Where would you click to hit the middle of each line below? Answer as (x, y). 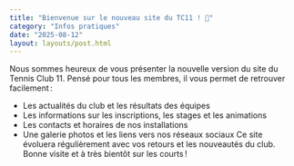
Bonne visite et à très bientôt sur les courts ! (105, 154)
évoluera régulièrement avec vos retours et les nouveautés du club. (149, 144)
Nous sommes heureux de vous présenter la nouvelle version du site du (144, 69)
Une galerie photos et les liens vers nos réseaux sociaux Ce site (142, 135)
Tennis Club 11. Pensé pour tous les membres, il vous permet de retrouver (147, 79)
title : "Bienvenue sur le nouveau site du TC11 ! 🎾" (112, 18)
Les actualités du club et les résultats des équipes (117, 106)
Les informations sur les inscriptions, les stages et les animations (144, 115)
